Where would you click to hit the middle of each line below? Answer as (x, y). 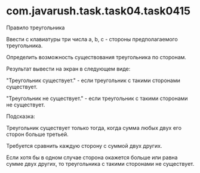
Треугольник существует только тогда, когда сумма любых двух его (94, 128)
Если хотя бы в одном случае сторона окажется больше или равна (92, 157)
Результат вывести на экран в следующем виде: (68, 69)
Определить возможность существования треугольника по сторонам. (96, 57)
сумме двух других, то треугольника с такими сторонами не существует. (100, 163)
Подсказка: (21, 116)
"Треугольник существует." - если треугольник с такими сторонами (93, 80)
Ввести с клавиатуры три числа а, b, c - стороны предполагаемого (92, 39)
